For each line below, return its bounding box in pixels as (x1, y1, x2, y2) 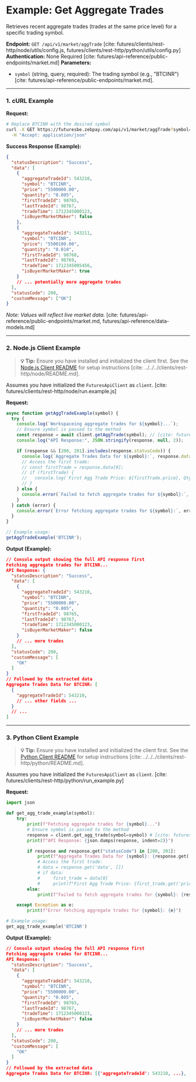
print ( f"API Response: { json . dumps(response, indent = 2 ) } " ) (27, 838, 174, 843)
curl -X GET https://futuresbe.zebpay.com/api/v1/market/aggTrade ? (6, 127, 174, 133)
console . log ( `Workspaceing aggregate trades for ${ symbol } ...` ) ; (16, 421, 179, 427)
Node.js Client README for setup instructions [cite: (20, 364, 143, 371)
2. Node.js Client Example (6, 344, 80, 352)
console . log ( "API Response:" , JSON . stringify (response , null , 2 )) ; (16, 437, 184, 443)
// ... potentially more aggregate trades (16, 279, 121, 285)
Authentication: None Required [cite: (6, 53, 96, 60)
